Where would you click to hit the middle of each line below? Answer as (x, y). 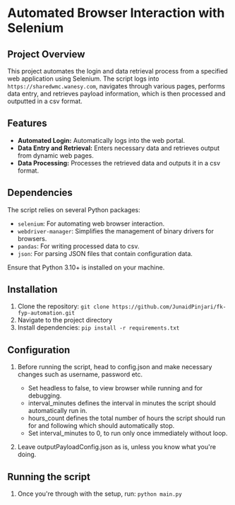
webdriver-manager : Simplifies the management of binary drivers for (115, 231)
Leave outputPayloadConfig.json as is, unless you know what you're (117, 447)
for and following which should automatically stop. (101, 426)
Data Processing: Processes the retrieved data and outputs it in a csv (119, 163)
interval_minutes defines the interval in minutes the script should (122, 403)
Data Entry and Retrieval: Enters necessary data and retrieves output (119, 148)
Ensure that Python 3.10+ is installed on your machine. (86, 267)
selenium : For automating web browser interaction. (91, 224)
